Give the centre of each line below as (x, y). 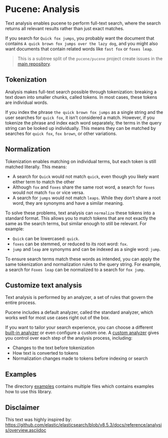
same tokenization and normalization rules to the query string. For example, (83, 264)
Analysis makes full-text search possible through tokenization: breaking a (81, 92)
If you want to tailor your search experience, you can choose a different (79, 328)
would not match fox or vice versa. (48, 192)
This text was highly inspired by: (39, 419)
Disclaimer (22, 407)
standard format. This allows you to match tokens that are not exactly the (81, 218)
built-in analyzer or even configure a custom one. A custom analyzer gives (82, 333)
